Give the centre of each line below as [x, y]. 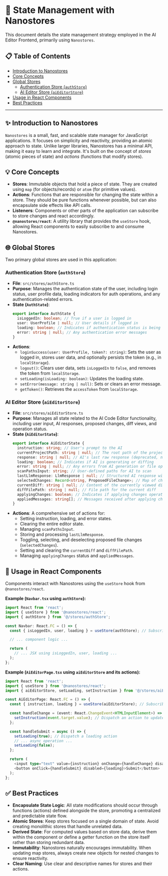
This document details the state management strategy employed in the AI [81, 34]
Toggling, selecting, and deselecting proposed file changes [81, 540]
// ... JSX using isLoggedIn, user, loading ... [66, 653]
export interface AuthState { [44, 314]
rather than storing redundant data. [48, 843]
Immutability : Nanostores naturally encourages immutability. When [82, 848]
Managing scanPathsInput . [47, 529]
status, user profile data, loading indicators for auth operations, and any [86, 294]
